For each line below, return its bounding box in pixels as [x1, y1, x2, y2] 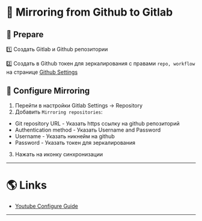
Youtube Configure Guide [14, 202, 78, 210]
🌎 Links [6, 178, 47, 192]
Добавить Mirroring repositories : [14, 108, 103, 115]
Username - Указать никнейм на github [14, 132, 115, 140]
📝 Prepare [6, 29, 44, 40]
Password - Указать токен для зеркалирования [14, 139, 135, 146]
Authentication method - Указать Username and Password [14, 126, 161, 133]
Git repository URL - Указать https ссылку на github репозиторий [14, 120, 180, 127]
